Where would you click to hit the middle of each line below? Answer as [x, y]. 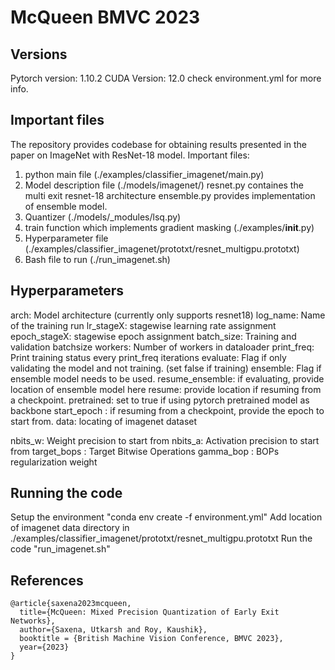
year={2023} [44, 647]
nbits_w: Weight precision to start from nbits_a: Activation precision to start [165, 440]
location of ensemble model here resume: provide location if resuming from [166, 389]
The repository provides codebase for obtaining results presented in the [158, 144]
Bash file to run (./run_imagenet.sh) [97, 259]
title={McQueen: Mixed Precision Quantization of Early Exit [149, 612]
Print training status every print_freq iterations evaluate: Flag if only [148, 357]
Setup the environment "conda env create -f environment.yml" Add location [166, 517]
